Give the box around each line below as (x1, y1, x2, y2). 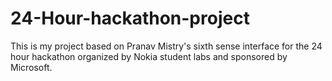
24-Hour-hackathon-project (10, 7, 250, 30)
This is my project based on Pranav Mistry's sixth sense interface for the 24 (10, 40, 323, 52)
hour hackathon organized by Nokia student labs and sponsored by (10, 50, 288, 62)
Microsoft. (10, 61, 53, 73)
